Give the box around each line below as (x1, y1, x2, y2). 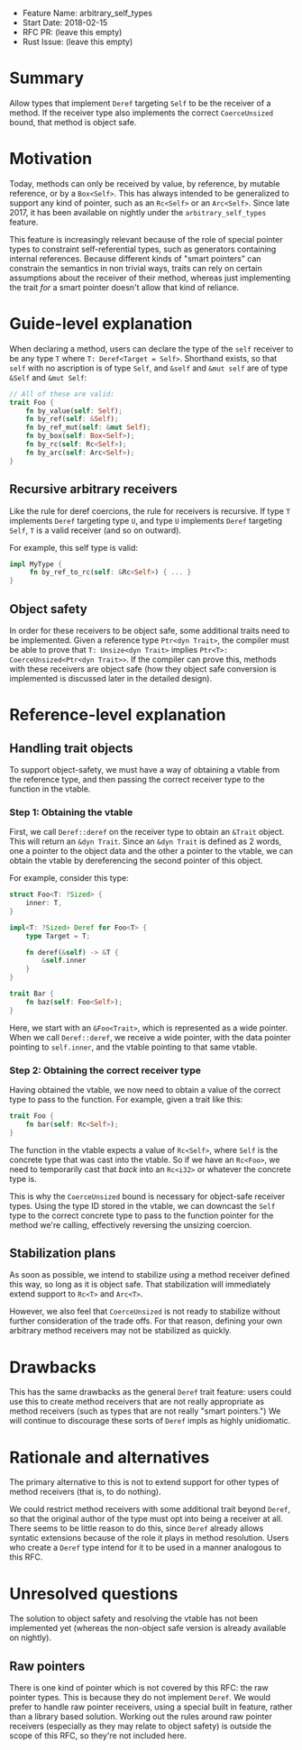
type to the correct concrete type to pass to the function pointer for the (9, 1210, 274, 1221)
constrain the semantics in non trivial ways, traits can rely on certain (9, 262, 263, 273)
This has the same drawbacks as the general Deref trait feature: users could (9, 1387, 291, 1397)
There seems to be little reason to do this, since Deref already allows (9, 1523, 264, 1534)
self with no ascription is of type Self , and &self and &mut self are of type (9, 362, 288, 373)
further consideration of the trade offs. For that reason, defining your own (9, 1315, 283, 1326)
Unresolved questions (9, 1583, 178, 1604)
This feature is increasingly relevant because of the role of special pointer (9, 234, 283, 244)
